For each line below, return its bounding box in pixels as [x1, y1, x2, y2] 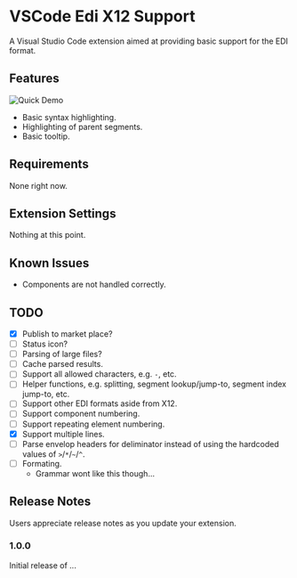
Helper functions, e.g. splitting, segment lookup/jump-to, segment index [21, 379, 287, 389]
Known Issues [9, 256, 90, 271]
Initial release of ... [9, 559, 77, 571]
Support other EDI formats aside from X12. [21, 398, 178, 409]
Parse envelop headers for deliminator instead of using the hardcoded [21, 438, 280, 449]
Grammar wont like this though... [35, 468, 156, 478]
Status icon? [21, 338, 68, 349]
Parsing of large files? [21, 349, 102, 360]
